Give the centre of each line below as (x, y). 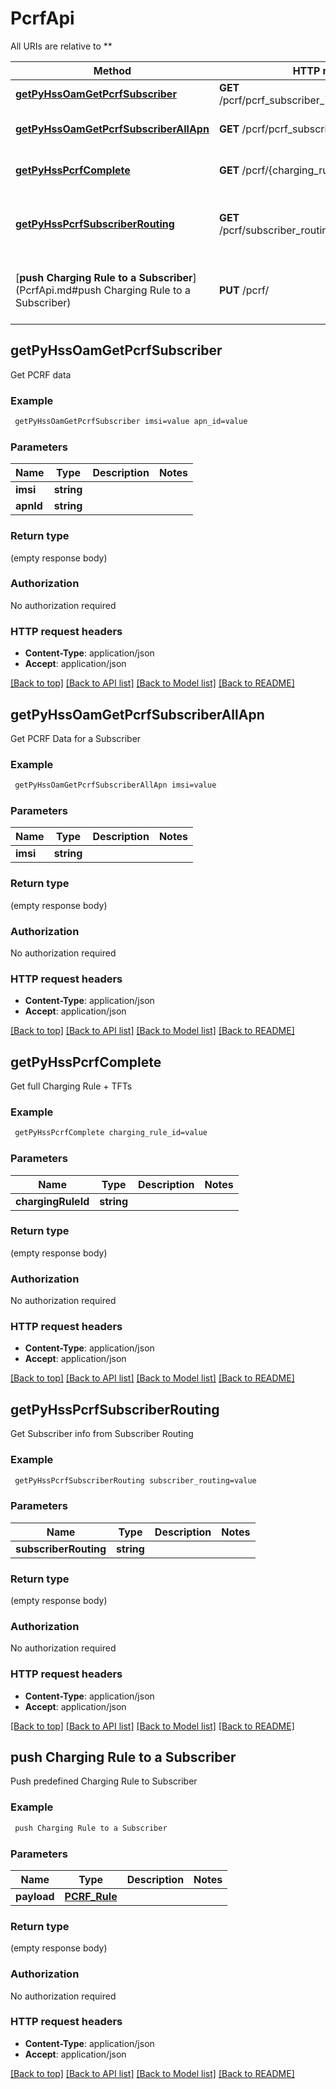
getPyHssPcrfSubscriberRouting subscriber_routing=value (135, 1480)
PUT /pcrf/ (244, 290)
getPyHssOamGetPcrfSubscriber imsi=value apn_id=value (131, 422)
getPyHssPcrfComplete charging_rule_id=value (111, 1133)
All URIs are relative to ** (61, 46)
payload (35, 1896)
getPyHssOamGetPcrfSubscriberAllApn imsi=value (115, 785)
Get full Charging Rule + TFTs (71, 1086)
